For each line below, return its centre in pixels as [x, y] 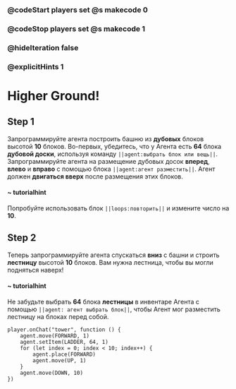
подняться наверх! [36, 270]
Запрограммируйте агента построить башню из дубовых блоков [106, 138]
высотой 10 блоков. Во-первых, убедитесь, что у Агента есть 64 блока [114, 146]
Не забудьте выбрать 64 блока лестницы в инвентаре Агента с [103, 301]
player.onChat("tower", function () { [64, 330]
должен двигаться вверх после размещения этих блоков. [95, 176]
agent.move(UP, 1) [60, 360]
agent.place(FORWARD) [64, 354]
